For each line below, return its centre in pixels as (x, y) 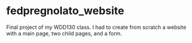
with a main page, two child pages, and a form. (64, 33)
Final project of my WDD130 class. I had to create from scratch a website (96, 27)
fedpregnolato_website (65, 11)
